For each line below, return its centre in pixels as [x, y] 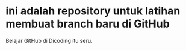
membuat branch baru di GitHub [88, 24]
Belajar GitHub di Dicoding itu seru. [49, 40]
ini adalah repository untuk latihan [93, 11]
